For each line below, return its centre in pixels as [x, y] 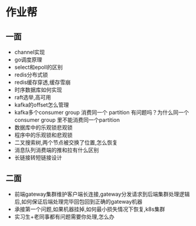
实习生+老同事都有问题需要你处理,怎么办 [64, 216]
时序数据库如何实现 [38, 90]
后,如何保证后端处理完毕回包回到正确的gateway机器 [78, 201]
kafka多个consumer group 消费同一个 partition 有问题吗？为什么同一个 [102, 112]
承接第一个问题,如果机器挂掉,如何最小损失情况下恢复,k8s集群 [90, 209]
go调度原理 [28, 60]
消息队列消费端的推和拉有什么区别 [57, 150]
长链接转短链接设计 [38, 158]
